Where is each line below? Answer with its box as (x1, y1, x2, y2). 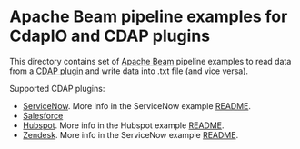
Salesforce (22, 110, 64, 121)
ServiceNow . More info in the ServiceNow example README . (22, 100, 252, 111)
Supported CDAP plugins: (9, 83, 105, 94)
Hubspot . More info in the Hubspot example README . (22, 120, 225, 131)
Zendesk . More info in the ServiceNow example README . (22, 129, 239, 140)
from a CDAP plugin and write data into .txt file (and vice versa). (9, 65, 248, 76)
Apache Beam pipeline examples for (9, 6, 288, 27)
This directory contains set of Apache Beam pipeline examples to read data (9, 55, 292, 66)
